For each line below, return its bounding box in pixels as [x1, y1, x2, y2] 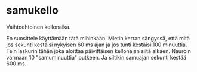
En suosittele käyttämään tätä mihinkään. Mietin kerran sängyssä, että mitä [6, 35, 190, 42]
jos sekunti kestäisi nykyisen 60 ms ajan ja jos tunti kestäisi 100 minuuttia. [6, 41, 187, 48]
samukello [6, 4, 59, 17]
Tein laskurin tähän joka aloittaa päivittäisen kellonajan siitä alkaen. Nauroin [6, 47, 191, 54]
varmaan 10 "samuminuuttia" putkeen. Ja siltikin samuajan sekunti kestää [6, 54, 187, 61]
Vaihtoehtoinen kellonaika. [6, 23, 71, 30]
